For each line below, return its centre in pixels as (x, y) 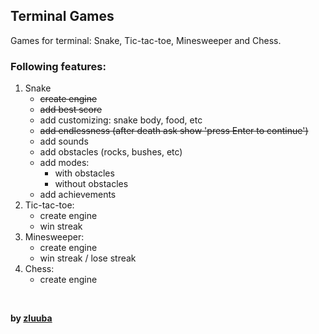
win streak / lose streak (88, 258)
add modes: (64, 163)
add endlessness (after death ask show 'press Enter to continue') (174, 131)
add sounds (64, 141)
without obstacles (91, 184)
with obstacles (84, 173)
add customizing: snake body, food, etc (121, 120)
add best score (71, 110)
